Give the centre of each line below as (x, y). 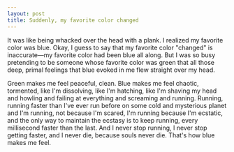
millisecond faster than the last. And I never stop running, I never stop (107, 128)
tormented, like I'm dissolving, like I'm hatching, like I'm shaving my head (112, 91)
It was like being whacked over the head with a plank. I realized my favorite (115, 40)
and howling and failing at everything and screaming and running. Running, (115, 98)
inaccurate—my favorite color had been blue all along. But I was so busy (111, 55)
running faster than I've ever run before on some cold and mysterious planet (117, 105)
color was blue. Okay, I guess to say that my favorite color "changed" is (110, 47)
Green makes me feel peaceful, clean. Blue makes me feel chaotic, (103, 83)
